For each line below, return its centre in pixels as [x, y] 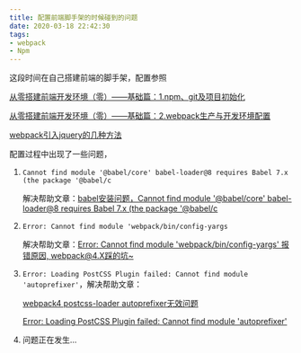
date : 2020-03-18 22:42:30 [60, 26]
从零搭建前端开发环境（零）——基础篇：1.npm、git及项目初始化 [127, 97]
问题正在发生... [49, 340]
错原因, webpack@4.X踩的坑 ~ [78, 256]
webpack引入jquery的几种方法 [66, 135]
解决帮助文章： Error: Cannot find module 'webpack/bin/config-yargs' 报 [156, 244]
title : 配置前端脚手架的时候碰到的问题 [74, 18]
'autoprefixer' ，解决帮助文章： [82, 285]
